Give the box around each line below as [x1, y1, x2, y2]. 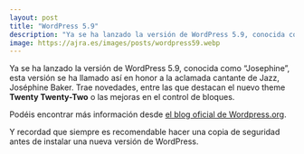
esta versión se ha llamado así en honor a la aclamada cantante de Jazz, [9, 73, 280, 84]
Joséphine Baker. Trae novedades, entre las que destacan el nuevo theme [9, 82, 286, 93]
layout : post [9, 13, 59, 23]
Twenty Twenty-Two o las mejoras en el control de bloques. [9, 92, 235, 103]
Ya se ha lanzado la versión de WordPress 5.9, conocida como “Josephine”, [9, 63, 290, 74]
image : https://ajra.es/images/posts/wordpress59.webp [9, 38, 221, 48]
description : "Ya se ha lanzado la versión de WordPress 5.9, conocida [9, 30, 285, 39]
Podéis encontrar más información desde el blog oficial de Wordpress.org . [9, 109, 287, 120]
